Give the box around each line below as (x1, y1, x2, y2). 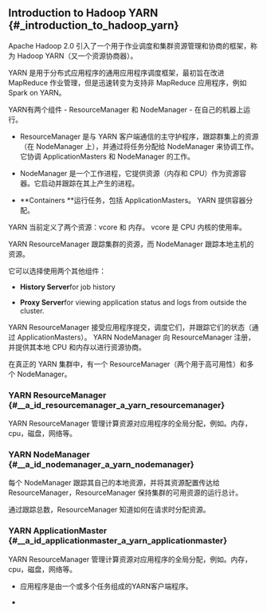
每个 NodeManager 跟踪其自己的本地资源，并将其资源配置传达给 (8, 478, 221, 488)
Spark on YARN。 (8, 88, 66, 97)
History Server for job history (19, 282, 116, 292)
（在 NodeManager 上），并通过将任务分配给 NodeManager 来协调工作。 (19, 141, 259, 151)
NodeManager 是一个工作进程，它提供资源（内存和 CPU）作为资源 (19, 168, 240, 178)
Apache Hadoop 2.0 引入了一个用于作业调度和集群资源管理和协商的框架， (8, 41, 251, 50)
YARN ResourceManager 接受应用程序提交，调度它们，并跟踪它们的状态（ (8, 322, 253, 331)
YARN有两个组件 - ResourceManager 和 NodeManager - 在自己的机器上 (8, 104, 244, 114)
